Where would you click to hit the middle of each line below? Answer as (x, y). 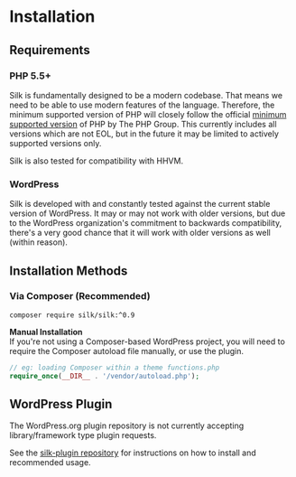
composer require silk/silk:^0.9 (72, 315)
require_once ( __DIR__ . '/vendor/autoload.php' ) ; (105, 376)
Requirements (50, 50)
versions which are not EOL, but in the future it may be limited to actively (144, 134)
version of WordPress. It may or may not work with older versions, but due (148, 213)
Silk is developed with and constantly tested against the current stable (140, 204)
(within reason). (38, 242)
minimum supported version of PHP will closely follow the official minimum (148, 114)
